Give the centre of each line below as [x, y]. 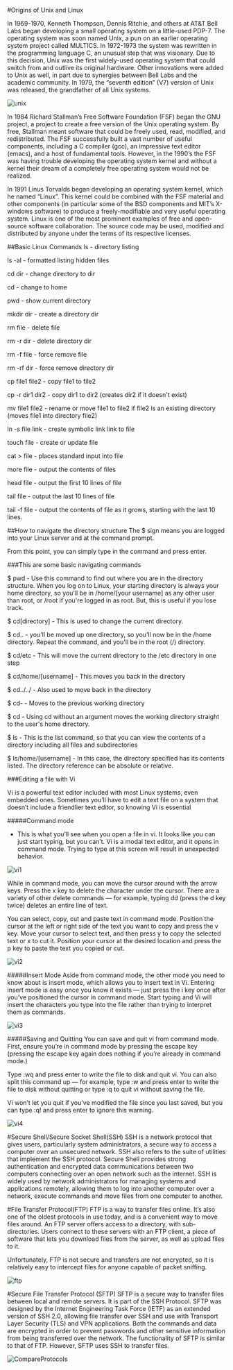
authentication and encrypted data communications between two [101, 1166]
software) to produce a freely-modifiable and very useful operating [130, 211]
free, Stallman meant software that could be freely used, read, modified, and [116, 132]
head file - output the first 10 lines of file [64, 483]
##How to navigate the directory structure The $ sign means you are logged [116, 531]
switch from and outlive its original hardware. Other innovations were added [115, 68]
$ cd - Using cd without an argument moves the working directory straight [113, 717]
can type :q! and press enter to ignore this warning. [80, 1110]
